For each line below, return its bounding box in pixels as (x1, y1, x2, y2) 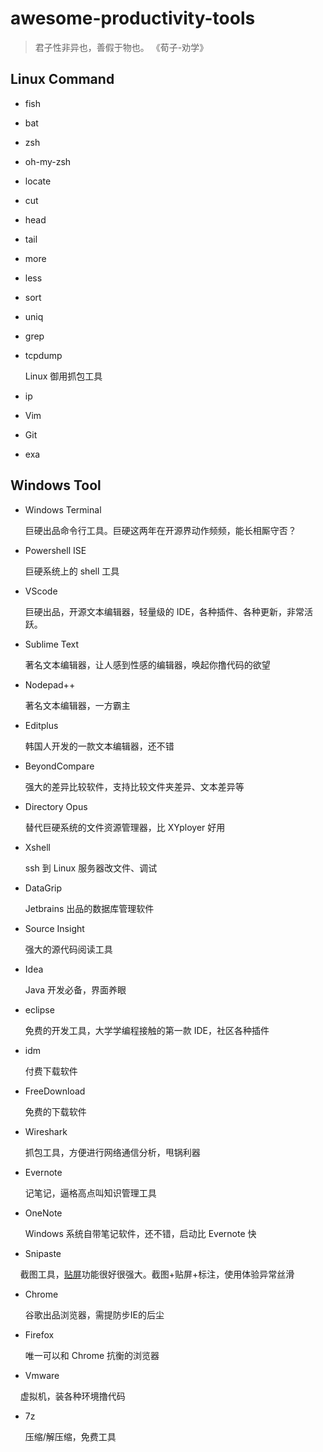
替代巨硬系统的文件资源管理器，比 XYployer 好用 (24, 821, 226, 833)
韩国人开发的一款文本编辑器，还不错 (24, 740, 175, 752)
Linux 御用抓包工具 (24, 370, 103, 382)
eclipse (24, 1003, 55, 1016)
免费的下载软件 (24, 1105, 87, 1117)
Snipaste (24, 1247, 62, 1259)
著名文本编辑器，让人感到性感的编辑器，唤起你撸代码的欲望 (24, 658, 271, 671)
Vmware (24, 1369, 60, 1381)
